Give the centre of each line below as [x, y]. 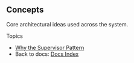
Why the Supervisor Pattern [49, 47]
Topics [14, 36]
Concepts [25, 10]
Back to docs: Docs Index [47, 54]
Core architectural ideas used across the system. [67, 24]
